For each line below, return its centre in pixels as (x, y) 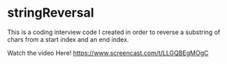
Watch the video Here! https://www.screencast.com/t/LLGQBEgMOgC (108, 53)
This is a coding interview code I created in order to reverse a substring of (114, 32)
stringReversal (51, 13)
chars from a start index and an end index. (68, 39)
